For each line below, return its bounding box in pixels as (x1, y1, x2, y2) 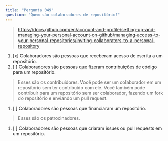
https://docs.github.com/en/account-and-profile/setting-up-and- (17, 26, 156, 32)
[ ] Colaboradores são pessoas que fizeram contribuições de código (12, 64, 157, 70)
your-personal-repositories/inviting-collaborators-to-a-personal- (17, 37, 155, 44)
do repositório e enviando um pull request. (17, 95, 108, 102)
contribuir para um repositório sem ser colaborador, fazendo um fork (17, 90, 163, 96)
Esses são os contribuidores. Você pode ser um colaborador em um (17, 79, 161, 85)
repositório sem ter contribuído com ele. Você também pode (17, 84, 145, 90)
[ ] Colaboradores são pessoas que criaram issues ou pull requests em (12, 125, 162, 131)
